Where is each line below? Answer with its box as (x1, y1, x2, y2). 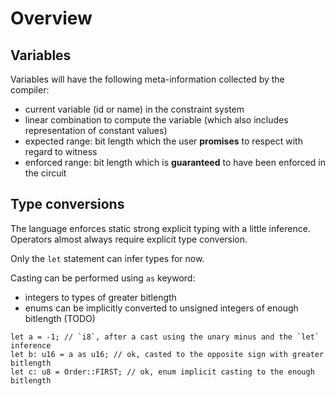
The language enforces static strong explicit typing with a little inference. (10, 222, 311, 234)
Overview (10, 7, 93, 30)
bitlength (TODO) (24, 312, 96, 324)
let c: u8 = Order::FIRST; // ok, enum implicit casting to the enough (10, 367, 315, 377)
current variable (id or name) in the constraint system (24, 103, 245, 115)
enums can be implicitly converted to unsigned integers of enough (24, 302, 299, 314)
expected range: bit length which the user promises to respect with (24, 135, 303, 147)
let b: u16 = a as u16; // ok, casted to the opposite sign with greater (10, 349, 325, 359)
